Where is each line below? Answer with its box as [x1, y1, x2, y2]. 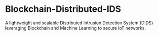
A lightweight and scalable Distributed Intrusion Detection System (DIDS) [5, 20, 153, 26]
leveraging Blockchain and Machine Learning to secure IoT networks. [5, 25, 146, 31]
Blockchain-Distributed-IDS [5, 3, 121, 15]
